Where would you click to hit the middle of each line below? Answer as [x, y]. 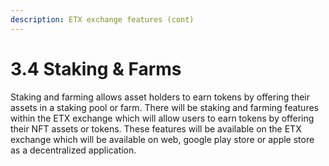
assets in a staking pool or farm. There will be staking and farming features [164, 107]
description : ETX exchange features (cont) [102, 19]
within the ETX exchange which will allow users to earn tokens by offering [162, 118]
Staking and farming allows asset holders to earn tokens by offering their [160, 97]
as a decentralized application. [73, 150]
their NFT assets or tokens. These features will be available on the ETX [156, 128]
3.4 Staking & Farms [96, 68]
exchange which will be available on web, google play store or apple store [162, 139]
